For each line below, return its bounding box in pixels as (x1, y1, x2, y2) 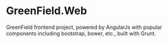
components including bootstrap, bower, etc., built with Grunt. (6, 29, 156, 37)
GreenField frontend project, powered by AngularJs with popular (6, 24, 162, 31)
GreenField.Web (6, 4, 87, 18)
